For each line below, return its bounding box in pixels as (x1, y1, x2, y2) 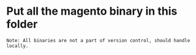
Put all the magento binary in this (6, 4, 178, 18)
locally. (6, 43, 29, 49)
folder (6, 17, 38, 31)
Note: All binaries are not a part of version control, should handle (6, 37, 190, 43)
